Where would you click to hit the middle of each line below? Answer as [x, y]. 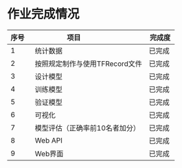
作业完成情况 [44, 14]
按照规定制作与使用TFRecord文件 [89, 64]
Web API [49, 140]
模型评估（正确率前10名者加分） [88, 128]
